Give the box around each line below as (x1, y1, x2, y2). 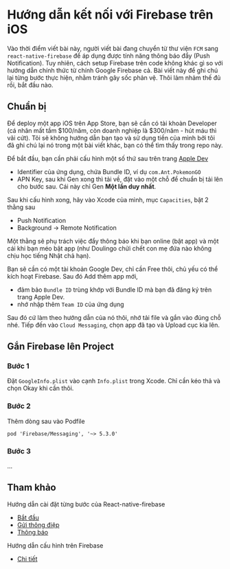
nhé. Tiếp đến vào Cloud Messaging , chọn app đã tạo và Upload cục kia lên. (7, 321, 220, 329)
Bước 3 (7, 446, 31, 455)
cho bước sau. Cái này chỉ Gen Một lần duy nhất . (16, 182, 157, 191)
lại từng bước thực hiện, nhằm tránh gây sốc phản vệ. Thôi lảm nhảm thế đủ (7, 73, 221, 82)
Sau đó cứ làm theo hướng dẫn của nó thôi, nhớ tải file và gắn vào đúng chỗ (7, 313, 222, 321)
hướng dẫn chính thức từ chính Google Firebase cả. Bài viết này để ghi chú (7, 66, 218, 74)
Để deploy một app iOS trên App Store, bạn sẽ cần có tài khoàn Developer (7, 119, 218, 127)
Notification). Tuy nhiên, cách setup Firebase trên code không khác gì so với (7, 58, 223, 67)
